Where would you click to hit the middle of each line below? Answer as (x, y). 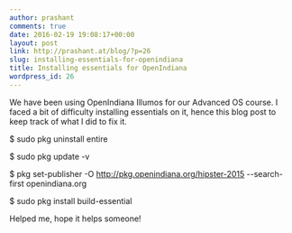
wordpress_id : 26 (42, 77)
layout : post (34, 43)
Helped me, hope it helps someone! (75, 219)
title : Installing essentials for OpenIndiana (98, 69)
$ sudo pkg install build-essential (71, 200)
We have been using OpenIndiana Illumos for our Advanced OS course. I (144, 102)
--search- (265, 173)
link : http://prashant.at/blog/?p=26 (80, 51)
